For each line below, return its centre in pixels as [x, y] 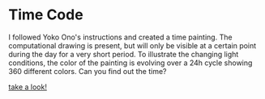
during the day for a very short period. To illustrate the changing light [124, 54]
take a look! [28, 87]
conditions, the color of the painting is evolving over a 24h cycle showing [130, 63]
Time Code [46, 15]
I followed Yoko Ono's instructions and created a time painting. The [120, 37]
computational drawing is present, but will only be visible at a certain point [132, 45]
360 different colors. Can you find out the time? [88, 71]
